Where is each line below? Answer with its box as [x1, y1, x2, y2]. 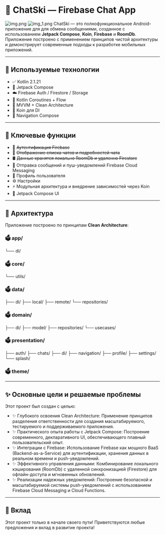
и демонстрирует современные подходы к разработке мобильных [5, 41, 146, 47]
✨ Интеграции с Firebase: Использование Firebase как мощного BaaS [12, 445, 159, 451]
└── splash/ [5, 355, 30, 361]
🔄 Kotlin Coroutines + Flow [12, 97, 66, 103]
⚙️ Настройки [12, 178, 41, 184]
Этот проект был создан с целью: [5, 403, 76, 409]
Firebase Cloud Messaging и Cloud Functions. [12, 487, 106, 493]
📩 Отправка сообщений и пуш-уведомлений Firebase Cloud [12, 162, 137, 168]
